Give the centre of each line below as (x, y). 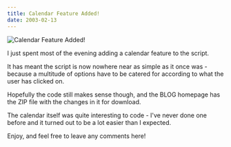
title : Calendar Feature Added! (53, 13)
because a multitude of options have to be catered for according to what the (115, 74)
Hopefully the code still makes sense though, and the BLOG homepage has (114, 95)
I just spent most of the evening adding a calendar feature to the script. (108, 53)
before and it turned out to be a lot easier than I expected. (89, 122)
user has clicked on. (36, 81)
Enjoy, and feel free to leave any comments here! (77, 136)
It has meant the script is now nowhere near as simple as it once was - (108, 66)
